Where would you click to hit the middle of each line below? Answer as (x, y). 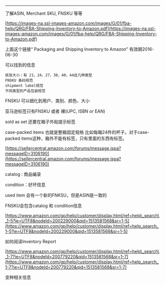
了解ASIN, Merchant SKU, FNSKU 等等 (44, 13)
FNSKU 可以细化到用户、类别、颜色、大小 (47, 101)
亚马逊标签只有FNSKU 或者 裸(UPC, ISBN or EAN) (55, 111)
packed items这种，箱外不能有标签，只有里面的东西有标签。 (66, 138)
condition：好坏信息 (25, 185)
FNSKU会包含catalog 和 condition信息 (43, 206)
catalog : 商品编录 (23, 174)
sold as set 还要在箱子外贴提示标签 (40, 122)
